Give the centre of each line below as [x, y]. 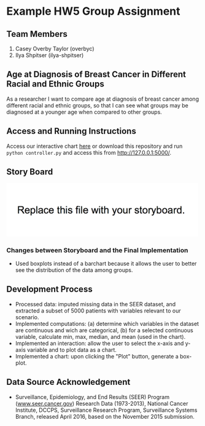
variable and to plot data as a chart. [72, 350]
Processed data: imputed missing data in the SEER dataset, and [95, 304]
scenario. [27, 317]
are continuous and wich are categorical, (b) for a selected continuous [104, 330]
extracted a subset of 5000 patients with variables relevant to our [98, 311]
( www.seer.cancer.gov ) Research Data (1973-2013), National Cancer [102, 403]
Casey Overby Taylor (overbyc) [55, 48]
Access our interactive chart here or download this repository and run [95, 146]
